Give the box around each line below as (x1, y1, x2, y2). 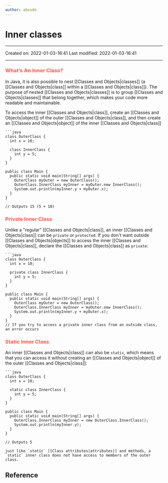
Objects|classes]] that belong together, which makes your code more (5, 94, 148, 100)
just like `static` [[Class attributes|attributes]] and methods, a (5, 449, 151, 454)
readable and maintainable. (5, 99, 61, 105)
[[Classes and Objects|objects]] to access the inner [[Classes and (5, 238, 141, 244)
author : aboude (5, 7, 37, 12)
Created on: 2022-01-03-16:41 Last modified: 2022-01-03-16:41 (5, 50, 136, 56)
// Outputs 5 (5, 440, 32, 445)
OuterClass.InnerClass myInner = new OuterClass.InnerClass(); (14, 418, 149, 423)
